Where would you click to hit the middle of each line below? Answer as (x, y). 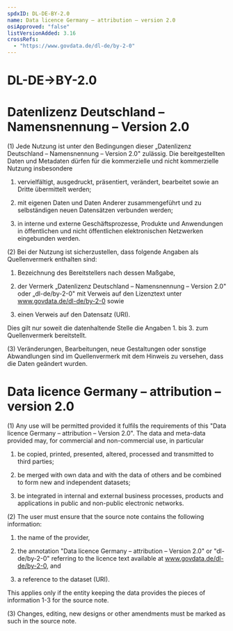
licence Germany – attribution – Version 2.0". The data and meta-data (106, 433)
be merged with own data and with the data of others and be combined (119, 475)
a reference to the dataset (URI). (63, 580)
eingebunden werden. (49, 239)
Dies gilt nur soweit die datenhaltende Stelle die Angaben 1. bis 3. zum (108, 328)
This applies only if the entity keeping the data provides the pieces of (106, 593)
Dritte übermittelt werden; (54, 189)
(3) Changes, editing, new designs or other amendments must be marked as (116, 614)
